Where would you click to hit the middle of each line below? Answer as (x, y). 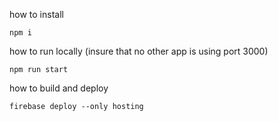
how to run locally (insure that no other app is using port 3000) (139, 51)
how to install (36, 14)
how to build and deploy (59, 88)
